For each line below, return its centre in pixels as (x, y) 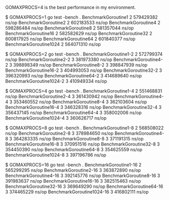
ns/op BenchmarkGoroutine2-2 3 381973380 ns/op (59, 60)
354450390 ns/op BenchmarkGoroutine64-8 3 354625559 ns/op (74, 149)
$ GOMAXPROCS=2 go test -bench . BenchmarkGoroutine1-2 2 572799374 (84, 54)
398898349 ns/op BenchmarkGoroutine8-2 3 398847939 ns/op (80, 65)
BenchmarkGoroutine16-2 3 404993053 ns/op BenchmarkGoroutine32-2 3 (84, 70)
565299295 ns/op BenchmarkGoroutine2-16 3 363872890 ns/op (73, 170)
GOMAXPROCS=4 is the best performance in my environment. (71, 7)
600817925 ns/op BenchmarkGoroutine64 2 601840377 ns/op (70, 39)
